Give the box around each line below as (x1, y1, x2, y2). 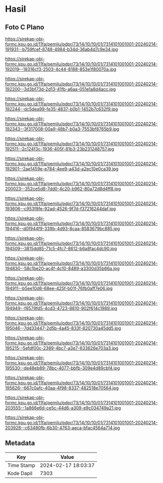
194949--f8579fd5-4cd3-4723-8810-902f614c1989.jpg (5, 305, 118, 311)
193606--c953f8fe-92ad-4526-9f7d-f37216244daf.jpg (5, 206, 116, 211)
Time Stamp (7, 462, 36, 469)
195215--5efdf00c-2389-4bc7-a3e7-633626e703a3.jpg (5, 345, 119, 351)
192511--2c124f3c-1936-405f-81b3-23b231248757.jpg (5, 146, 115, 152)
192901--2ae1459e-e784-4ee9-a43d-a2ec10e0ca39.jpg (5, 166, 119, 172)
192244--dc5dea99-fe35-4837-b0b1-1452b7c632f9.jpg (5, 106, 118, 112)
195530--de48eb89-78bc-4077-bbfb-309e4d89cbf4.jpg (5, 365, 121, 371)
